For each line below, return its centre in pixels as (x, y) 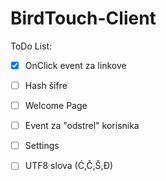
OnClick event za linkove (75, 65)
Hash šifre (46, 85)
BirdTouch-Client (83, 18)
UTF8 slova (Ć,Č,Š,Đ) (69, 166)
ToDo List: (31, 46)
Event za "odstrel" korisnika (82, 126)
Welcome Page (56, 106)
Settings (42, 146)
